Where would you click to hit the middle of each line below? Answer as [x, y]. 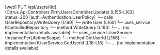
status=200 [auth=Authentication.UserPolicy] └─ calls [59, 17]
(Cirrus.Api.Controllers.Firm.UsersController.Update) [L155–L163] [70, 12]
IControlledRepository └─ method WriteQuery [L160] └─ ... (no [67, 27]
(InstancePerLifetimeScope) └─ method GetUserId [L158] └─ [66, 38]
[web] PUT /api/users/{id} [31, 7]
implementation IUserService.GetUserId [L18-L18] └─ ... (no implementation [80, 43]
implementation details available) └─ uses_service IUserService [69, 33]
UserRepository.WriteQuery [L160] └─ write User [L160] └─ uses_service [78, 22]
